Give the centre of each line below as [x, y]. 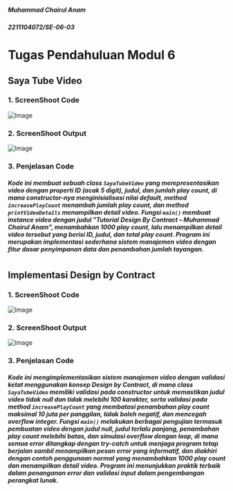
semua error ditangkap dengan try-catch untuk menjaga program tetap [113, 443]
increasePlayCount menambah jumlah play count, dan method [98, 205]
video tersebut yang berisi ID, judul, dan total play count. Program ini [109, 234]
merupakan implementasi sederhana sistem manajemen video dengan [112, 242]
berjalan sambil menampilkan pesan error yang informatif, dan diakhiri [112, 451]
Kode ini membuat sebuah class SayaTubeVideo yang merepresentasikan [114, 183]
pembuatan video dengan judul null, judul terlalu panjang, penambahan [114, 429]
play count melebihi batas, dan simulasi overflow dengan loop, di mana [113, 436]
